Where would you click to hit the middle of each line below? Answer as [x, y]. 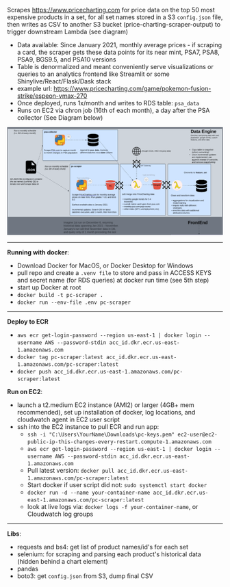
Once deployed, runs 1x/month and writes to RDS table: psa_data [108, 103]
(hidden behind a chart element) [62, 561]
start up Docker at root [49, 287]
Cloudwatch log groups [60, 514]
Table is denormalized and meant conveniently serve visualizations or [115, 67]
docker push [34, 371]
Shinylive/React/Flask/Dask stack [64, 81]
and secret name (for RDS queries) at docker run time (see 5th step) [113, 280]
